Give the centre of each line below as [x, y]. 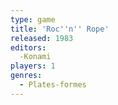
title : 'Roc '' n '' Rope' [60, 29]
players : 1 [33, 66]
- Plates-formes [53, 85]
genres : [26, 76]
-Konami [35, 57]
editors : [28, 47]
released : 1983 [42, 38]
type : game [33, 19]
